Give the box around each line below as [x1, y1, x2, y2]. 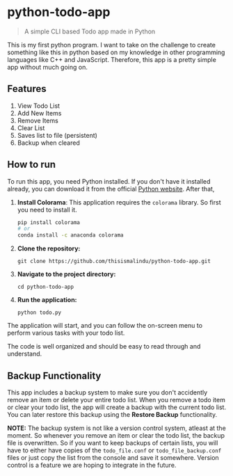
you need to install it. [17, 205, 78, 214]
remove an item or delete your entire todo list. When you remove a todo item [7, 396, 226, 404]
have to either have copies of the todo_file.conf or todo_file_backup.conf [7, 446, 222, 454]
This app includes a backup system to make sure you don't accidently [7, 388, 208, 397]
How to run [7, 159, 56, 170]
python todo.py [17, 309, 62, 317]
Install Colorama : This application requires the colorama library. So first [17, 198, 221, 206]
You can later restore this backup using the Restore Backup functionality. [7, 411, 218, 418]
